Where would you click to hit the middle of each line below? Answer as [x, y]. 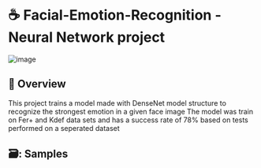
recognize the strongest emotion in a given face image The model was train [131, 111]
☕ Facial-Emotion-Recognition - [115, 15]
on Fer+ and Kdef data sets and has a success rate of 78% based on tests [128, 120]
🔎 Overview [37, 84]
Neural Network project [87, 37]
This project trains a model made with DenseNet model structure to [117, 103]
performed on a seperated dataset [64, 128]
